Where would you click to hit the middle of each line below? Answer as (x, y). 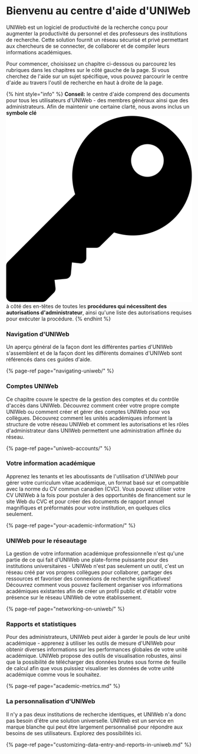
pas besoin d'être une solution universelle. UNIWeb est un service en (90, 720)
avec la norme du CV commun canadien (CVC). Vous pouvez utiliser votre (96, 489)
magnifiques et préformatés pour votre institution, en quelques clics (88, 507)
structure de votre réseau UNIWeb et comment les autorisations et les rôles (98, 424)
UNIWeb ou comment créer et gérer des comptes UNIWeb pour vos (88, 412)
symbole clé (22, 113)
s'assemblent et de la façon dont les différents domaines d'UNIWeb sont (94, 353)
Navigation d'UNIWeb (38, 334)
